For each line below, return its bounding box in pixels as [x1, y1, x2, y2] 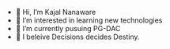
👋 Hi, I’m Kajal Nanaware [15, 8, 96, 16]
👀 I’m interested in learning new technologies [15, 16, 163, 25]
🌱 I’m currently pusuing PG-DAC [15, 24, 121, 33]
